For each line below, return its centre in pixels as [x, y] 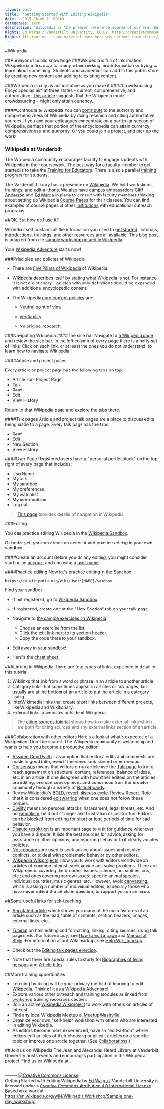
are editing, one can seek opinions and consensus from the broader [80, 783]
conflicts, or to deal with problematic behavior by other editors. [75, 855]
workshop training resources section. [50, 1000]
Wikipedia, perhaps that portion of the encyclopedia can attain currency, [78, 126]
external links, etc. [31, 921]
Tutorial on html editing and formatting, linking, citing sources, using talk [85, 930]
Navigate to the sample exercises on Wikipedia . [60, 618]
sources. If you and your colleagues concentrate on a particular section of [80, 121]
